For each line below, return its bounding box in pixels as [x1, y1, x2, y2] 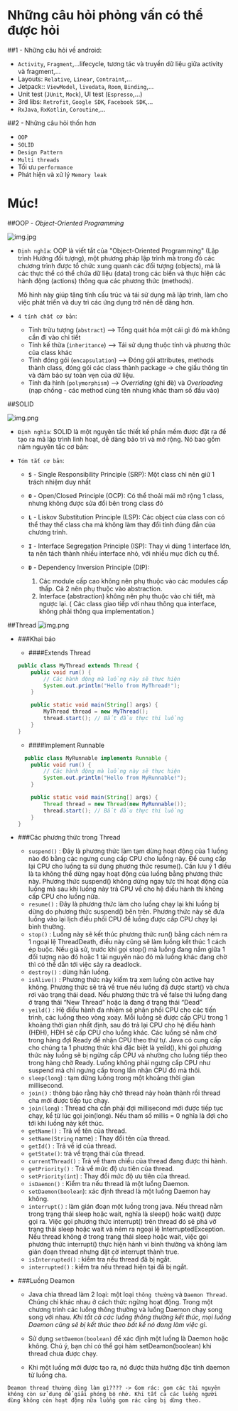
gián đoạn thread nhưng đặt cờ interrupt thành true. [28, 1247, 180, 1256]
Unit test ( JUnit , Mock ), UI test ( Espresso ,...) [17, 90, 143, 98]
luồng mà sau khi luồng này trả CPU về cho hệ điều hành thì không [28, 884, 224, 893]
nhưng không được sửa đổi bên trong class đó [28, 499, 163, 507]
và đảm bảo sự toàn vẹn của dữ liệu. [28, 371, 135, 379]
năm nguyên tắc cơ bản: [17, 442, 89, 451]
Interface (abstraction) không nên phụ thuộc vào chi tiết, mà [38, 591, 215, 601]
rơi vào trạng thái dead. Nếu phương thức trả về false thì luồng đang [28, 990, 227, 999]
